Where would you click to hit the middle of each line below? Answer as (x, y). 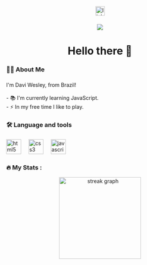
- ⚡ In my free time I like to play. (45, 106)
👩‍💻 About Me (25, 70)
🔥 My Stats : (24, 168)
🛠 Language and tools (39, 125)
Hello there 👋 (100, 51)
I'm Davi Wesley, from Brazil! (41, 85)
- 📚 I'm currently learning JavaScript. (53, 97)
